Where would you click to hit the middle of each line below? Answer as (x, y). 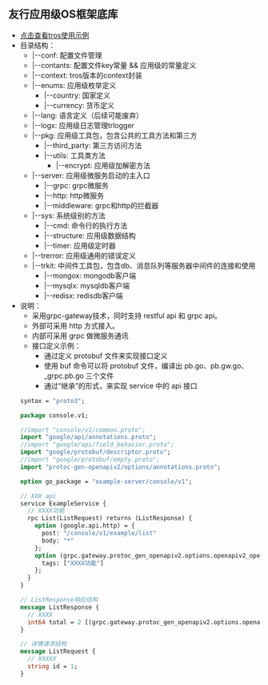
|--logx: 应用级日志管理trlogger (83, 125)
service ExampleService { (63, 503)
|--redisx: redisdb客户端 (83, 296)
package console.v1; (54, 415)
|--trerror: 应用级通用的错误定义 (84, 256)
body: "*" (58, 540)
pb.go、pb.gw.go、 (216, 365)
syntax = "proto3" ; (52, 401)
